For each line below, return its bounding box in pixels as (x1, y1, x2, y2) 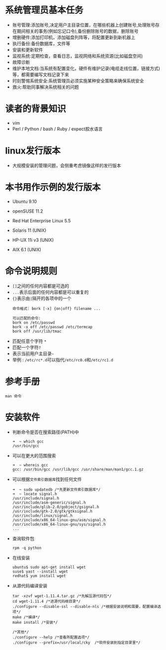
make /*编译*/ (12, 614, 41, 620)
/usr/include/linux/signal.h (12, 513, 73, 518)
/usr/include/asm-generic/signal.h (12, 500, 86, 505)
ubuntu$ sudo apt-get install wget (12, 565, 86, 570)
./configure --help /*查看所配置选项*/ (12, 635, 90, 640)
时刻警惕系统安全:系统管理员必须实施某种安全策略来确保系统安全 (12, 77, 144, 83)
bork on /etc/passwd (12, 320, 55, 325)
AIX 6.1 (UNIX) (12, 246, 41, 252)
